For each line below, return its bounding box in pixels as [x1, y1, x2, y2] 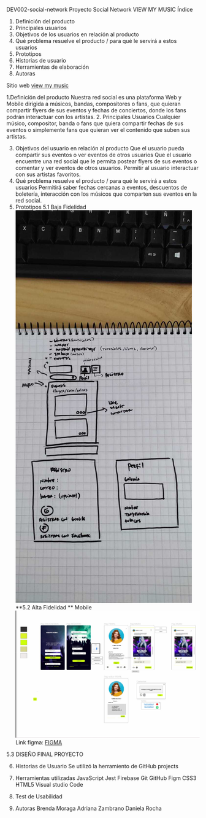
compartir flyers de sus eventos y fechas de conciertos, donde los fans [6, 107, 186, 114]
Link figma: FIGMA [15, 738, 63, 746]
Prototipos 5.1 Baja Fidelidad [15, 203, 87, 210]
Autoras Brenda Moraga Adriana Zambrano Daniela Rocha [15, 804, 162, 812]
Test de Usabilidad [15, 792, 63, 800]
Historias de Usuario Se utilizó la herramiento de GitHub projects [15, 762, 179, 770]
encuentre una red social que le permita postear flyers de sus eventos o [15, 158, 197, 165]
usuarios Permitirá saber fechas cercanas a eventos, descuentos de [15, 184, 188, 191]
